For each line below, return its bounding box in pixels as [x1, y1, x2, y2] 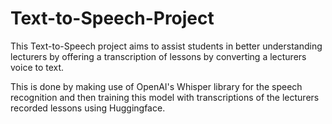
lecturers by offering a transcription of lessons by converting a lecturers [10, 50, 307, 62]
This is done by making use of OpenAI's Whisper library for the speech [10, 80, 303, 92]
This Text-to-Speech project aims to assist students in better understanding [10, 40, 323, 52]
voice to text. [10, 61, 65, 73]
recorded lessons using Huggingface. [10, 102, 166, 114]
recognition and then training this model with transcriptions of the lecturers [10, 91, 320, 103]
